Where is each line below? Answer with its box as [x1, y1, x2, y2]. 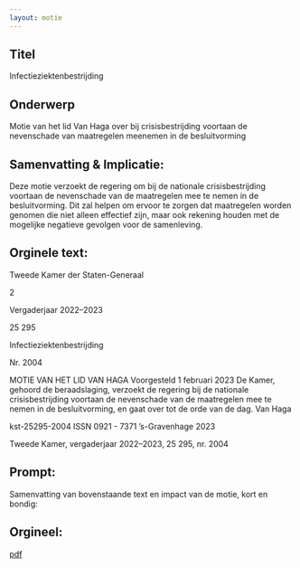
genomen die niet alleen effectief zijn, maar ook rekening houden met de [9, 210, 280, 221]
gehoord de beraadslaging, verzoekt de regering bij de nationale [9, 383, 249, 394]
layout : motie [9, 13, 63, 23]
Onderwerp [9, 97, 75, 112]
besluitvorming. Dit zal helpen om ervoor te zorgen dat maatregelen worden [9, 200, 292, 211]
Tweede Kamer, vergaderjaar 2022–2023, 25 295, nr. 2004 [9, 438, 229, 449]
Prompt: [9, 465, 56, 480]
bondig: [9, 498, 38, 509]
